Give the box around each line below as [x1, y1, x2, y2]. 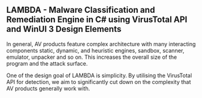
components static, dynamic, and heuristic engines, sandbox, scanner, [6, 47, 185, 54]
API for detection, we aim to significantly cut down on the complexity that [6, 78, 192, 85]
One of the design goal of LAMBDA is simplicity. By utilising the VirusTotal [6, 72, 192, 79]
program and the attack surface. [6, 59, 88, 67]
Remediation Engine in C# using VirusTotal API [6, 15, 188, 25]
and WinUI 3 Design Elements [6, 24, 122, 34]
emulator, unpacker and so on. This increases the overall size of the [6, 53, 178, 61]
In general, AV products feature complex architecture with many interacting [6, 40, 196, 48]
